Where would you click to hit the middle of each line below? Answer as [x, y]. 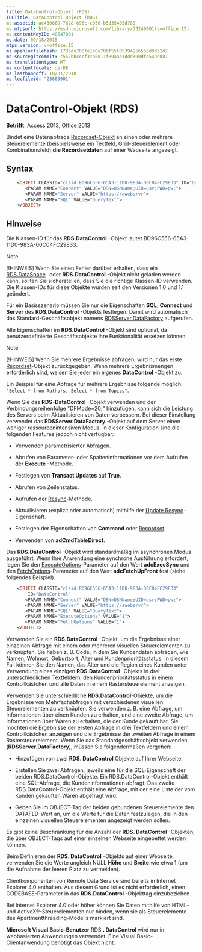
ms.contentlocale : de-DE [37, 68]
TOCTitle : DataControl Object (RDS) [52, 17]
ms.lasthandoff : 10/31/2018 [41, 73]
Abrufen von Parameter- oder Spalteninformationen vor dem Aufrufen [101, 458]
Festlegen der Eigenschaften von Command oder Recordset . [90, 529]
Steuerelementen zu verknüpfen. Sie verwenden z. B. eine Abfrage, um [94, 709]
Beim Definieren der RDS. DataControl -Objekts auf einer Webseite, [90, 856]
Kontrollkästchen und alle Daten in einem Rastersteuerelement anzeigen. [96, 684]
